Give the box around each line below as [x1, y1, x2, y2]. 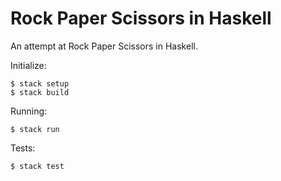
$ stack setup [10, 78, 70, 89]
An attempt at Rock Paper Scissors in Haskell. [10, 40, 198, 52]
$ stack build [10, 87, 70, 97]
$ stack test [10, 161, 65, 171]
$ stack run [10, 124, 60, 134]
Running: [10, 105, 48, 117]
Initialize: [10, 59, 47, 71]
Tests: [10, 142, 36, 154]
